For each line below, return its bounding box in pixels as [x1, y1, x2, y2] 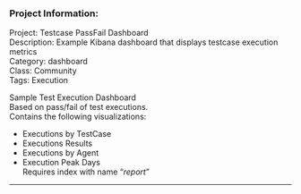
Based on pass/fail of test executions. [9, 102, 149, 113]
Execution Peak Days [21, 157, 101, 168]
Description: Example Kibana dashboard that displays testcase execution [9, 37, 279, 47]
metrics [9, 46, 38, 57]
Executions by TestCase [21, 129, 112, 139]
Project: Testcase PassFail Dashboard [9, 28, 150, 38]
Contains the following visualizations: [9, 111, 147, 122]
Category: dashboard [9, 56, 88, 67]
